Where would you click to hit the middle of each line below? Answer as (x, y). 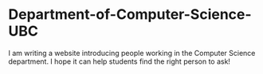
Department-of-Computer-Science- (130, 15)
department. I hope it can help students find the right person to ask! (120, 61)
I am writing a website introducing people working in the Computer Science (132, 53)
